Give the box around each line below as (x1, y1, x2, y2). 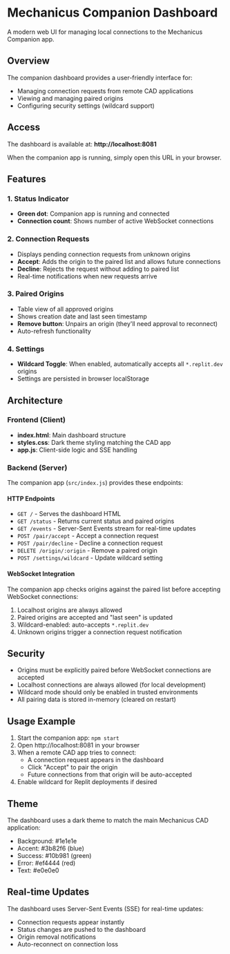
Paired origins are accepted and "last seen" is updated (17, 613, 173, 621)
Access (7, 122, 40, 133)
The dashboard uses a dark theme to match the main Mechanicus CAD (7, 816, 209, 824)
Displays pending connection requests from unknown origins (17, 250, 191, 258)
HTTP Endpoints (7, 494, 55, 502)
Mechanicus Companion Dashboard (7, 5, 218, 21)
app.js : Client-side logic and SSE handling (17, 446, 137, 454)
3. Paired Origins (7, 289, 64, 298)
